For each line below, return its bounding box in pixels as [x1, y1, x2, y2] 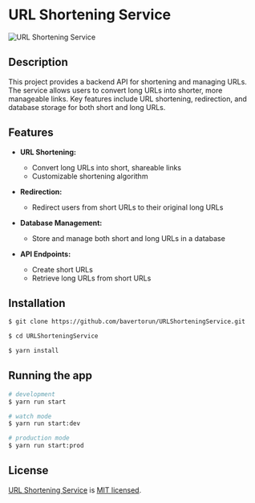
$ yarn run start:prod [8, 442, 84, 450]
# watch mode [8, 412, 52, 420]
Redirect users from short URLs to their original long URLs [31, 202, 224, 212]
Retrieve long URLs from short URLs [31, 273, 152, 283]
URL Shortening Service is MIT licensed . [8, 485, 142, 495]
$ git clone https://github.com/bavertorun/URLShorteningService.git [8, 317, 246, 326]
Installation [8, 296, 66, 310]
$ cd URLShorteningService [8, 332, 99, 341]
